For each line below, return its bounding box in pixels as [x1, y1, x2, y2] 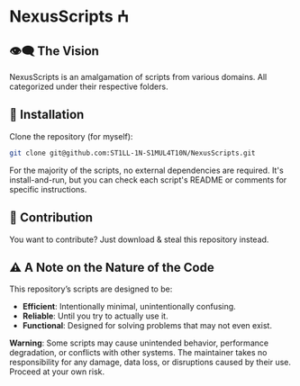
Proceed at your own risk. [9, 366, 105, 377]
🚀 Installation [9, 107, 85, 122]
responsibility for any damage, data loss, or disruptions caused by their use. [9, 357, 291, 368]
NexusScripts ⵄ [9, 6, 129, 27]
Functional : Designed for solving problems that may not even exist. [22, 320, 273, 331]
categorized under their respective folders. [9, 81, 168, 92]
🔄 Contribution [9, 210, 93, 226]
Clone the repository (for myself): [9, 130, 133, 141]
